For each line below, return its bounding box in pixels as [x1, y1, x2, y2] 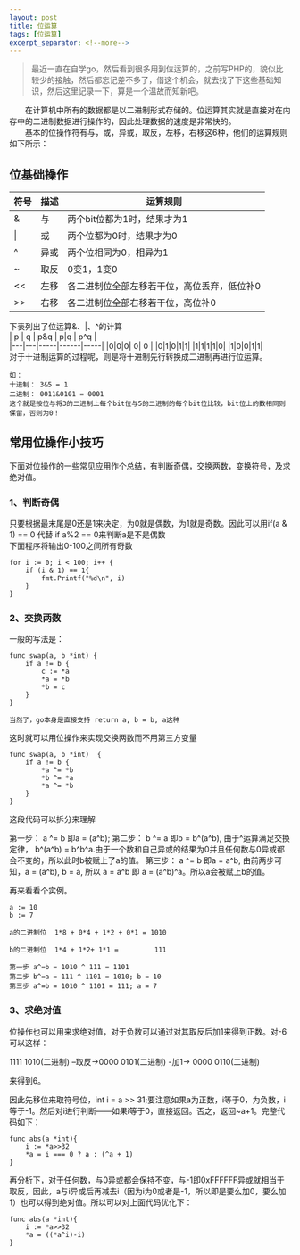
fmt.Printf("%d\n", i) [41, 574, 126, 583]
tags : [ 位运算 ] [9, 29, 62, 38]
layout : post [9, 12, 58, 22]
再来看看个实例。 [9, 885, 72, 896]
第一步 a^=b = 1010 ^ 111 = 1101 [9, 963, 129, 972]
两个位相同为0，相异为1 [67, 246, 169, 259]
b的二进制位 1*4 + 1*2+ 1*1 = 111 [9, 945, 167, 955]
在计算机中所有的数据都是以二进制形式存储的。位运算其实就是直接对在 [24, 104, 283, 116]
